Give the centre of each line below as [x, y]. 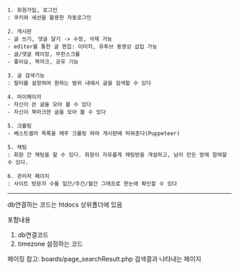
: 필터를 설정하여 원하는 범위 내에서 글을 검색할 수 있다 [79, 83]
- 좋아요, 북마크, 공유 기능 [43, 62]
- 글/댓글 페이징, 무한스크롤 [44, 54]
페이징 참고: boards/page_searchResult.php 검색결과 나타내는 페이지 [104, 259]
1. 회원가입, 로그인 [33, 10]
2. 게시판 [20, 31]
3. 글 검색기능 [26, 76]
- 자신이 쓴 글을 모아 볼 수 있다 [49, 105]
